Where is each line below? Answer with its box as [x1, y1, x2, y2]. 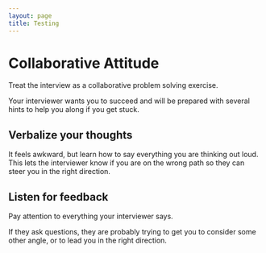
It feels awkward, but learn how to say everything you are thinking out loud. [8, 150, 259, 160]
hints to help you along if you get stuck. [8, 105, 139, 114]
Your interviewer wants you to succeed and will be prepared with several [8, 96, 250, 106]
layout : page [8, 11, 52, 20]
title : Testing [8, 19, 60, 27]
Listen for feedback [8, 190, 109, 204]
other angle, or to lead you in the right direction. [8, 235, 168, 246]
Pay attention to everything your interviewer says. [8, 211, 173, 222]
